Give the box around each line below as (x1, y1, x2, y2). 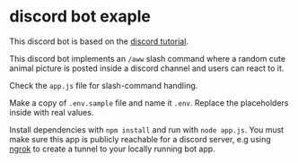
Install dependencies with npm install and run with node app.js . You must (9, 124, 285, 135)
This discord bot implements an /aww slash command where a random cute (9, 53, 285, 64)
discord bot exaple (9, 6, 151, 27)
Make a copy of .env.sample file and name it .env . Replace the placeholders (9, 97, 289, 108)
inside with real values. (9, 107, 94, 117)
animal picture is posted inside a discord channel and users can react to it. (9, 63, 285, 73)
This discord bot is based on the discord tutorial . (9, 36, 188, 47)
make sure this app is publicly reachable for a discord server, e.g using (9, 133, 271, 144)
